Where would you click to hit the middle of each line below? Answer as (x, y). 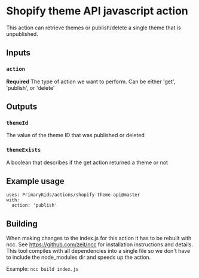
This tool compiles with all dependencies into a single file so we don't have (98, 251)
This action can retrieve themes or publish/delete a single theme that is (94, 28)
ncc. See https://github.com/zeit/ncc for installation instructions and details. (99, 244)
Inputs (19, 53)
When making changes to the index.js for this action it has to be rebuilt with (99, 238)
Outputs (22, 107)
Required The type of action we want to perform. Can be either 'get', (91, 81)
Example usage (35, 181)
